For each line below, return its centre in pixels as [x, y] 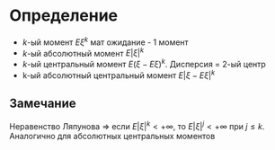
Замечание [43, 103]
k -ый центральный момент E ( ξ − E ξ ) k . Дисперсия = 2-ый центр [144, 63]
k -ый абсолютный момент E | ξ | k [83, 52]
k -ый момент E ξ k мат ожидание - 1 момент [105, 41]
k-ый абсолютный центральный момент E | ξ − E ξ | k [119, 75]
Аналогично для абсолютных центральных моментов [112, 137]
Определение [64, 16]
